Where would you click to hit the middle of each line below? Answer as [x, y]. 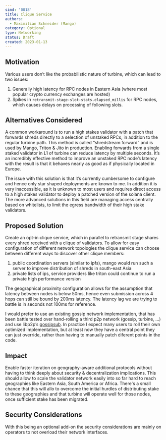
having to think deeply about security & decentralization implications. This [81, 373]
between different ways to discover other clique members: [65, 254]
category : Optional [25, 28]
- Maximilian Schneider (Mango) [43, 24]
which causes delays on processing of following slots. [67, 105]
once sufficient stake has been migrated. [47, 399]
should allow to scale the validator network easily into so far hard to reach [81, 378]
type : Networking [23, 33]
